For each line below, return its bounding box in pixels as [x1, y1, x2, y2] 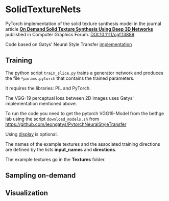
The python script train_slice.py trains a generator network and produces [5, 70, 163, 76]
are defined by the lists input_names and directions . [5, 146, 116, 152]
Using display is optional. [5, 131, 58, 137]
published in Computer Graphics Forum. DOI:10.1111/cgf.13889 [5, 31, 135, 37]
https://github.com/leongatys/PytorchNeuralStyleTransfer [5, 121, 127, 127]
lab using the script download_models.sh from [5, 116, 100, 122]
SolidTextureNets [5, 4, 81, 15]
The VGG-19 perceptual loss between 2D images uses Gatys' [5, 95, 134, 101]
